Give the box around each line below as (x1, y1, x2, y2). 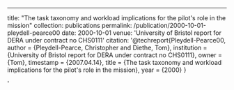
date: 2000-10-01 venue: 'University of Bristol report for (61, 29, 221, 37)
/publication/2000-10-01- (133, 22, 207, 29)
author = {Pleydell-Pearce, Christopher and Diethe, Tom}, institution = (7, 43, 208, 52)
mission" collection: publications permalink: (7, 22, 132, 29)
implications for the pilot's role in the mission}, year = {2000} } (7, 66, 187, 74)
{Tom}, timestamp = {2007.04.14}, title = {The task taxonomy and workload (7, 59, 222, 66)
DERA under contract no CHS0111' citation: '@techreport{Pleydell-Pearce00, (7, 36, 226, 44)
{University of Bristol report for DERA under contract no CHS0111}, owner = (7, 51, 223, 59)
